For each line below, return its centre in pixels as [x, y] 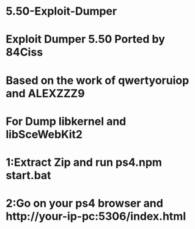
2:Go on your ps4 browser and [84, 204]
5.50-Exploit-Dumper [61, 11]
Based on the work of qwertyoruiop [97, 80]
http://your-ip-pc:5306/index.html [96, 216]
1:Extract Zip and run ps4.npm [84, 162]
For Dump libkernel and [66, 121]
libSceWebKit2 [44, 134]
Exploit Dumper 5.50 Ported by [86, 39]
